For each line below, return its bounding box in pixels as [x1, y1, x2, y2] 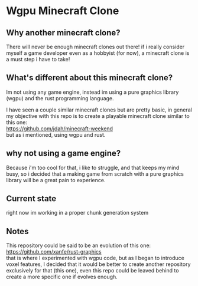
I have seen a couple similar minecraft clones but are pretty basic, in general [6, 106, 192, 113]
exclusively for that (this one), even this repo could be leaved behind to [6, 267, 179, 274]
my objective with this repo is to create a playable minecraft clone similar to [6, 112, 190, 119]
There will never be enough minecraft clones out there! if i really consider [6, 43, 185, 50]
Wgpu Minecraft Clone [6, 4, 119, 18]
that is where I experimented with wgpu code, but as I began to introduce [6, 255, 184, 262]
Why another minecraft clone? [6, 28, 121, 38]
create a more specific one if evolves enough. [6, 273, 118, 281]
